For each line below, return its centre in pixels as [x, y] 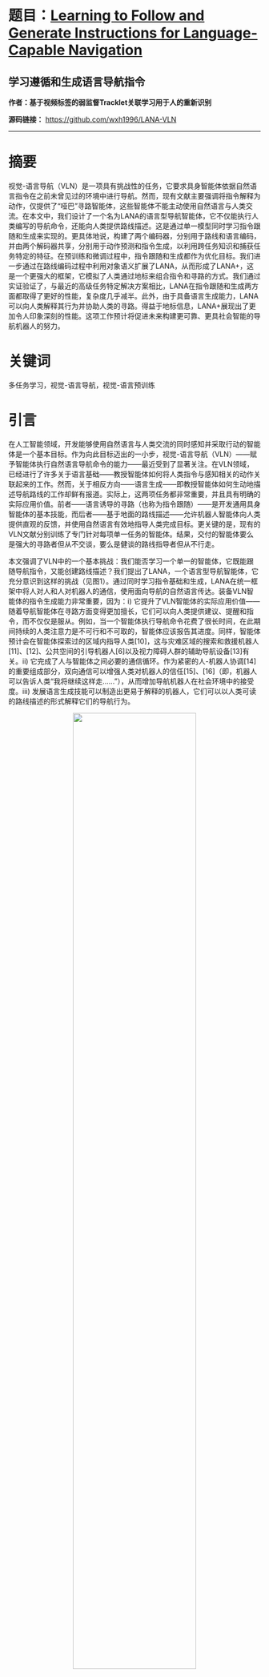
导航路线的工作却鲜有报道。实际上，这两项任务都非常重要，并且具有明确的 [138, 494]
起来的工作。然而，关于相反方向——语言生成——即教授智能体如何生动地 [134, 483]
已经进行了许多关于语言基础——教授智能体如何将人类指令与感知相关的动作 [131, 474]
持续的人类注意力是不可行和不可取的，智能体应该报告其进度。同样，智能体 [138, 631]
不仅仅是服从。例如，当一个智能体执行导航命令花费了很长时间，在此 [141, 621]
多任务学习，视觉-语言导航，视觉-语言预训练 [82, 385]
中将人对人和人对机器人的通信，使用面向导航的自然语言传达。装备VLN [131, 591]
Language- [220, 33]
